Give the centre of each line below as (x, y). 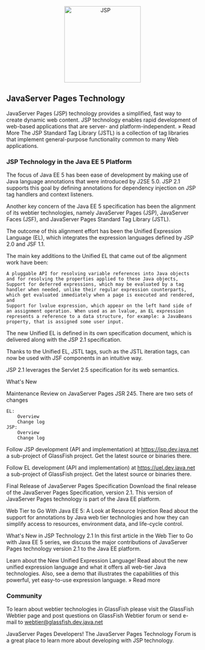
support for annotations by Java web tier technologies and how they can (98, 517)
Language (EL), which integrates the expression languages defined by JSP (100, 238)
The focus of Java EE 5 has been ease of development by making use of (97, 175)
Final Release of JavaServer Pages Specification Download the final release (102, 486)
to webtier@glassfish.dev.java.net (60, 622)
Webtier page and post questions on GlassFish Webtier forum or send (94, 616)
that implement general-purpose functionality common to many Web (92, 139)
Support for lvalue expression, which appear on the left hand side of (99, 306)
